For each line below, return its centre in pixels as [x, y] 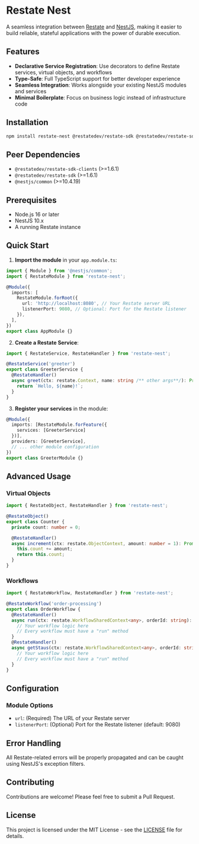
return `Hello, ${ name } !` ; [50, 386]
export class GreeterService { [45, 370]
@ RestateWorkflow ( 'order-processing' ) [54, 604]
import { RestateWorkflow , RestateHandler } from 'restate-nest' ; [90, 593]
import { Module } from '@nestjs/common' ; [59, 270]
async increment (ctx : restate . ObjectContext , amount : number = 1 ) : [97, 543]
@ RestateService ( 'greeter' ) [41, 364]
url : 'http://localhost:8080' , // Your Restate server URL [96, 304]
